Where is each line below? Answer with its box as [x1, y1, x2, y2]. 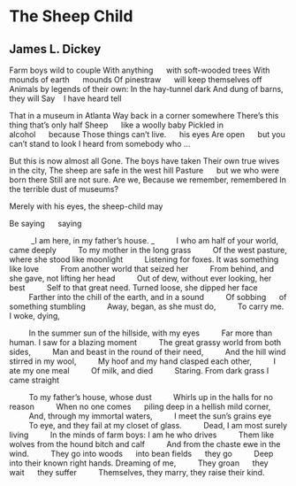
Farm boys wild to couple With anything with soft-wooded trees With [9, 65, 270, 75]
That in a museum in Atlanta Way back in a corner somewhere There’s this [9, 111, 279, 120]
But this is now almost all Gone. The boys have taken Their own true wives [9, 156, 280, 166]
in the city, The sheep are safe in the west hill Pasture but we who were [9, 166, 280, 175]
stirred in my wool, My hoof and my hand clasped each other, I [9, 356, 277, 366]
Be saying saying [9, 219, 82, 228]
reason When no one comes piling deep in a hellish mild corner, [9, 401, 271, 412]
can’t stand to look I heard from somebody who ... [9, 139, 191, 149]
